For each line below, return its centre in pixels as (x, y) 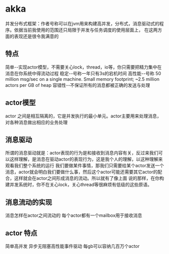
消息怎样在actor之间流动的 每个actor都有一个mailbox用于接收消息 (74, 215)
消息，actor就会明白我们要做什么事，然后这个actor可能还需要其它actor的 (81, 172)
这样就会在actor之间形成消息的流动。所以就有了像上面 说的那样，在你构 (89, 178)
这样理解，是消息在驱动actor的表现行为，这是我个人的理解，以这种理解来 (86, 159)
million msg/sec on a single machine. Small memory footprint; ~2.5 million (82, 79)
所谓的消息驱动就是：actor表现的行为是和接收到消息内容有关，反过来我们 (82, 153)
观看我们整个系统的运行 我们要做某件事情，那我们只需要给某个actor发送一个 (84, 166)
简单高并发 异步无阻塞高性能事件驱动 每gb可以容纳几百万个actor (72, 246)
